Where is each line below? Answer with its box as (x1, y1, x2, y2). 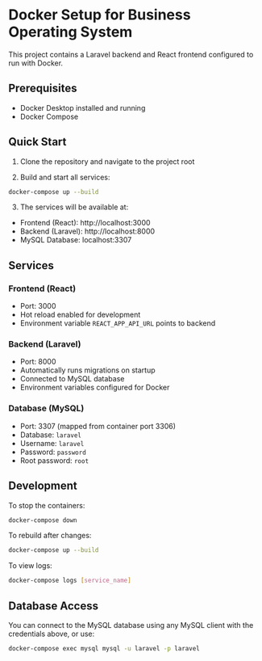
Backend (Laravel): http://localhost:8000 (19, 226, 156, 236)
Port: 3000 (19, 301, 56, 311)
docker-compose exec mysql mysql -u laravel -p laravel (8, 644, 200, 652)
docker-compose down (8, 516, 78, 524)
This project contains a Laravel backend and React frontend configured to (8, 49, 254, 59)
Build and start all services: (19, 172, 110, 182)
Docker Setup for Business (8, 6, 191, 24)
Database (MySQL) (8, 402, 85, 414)
